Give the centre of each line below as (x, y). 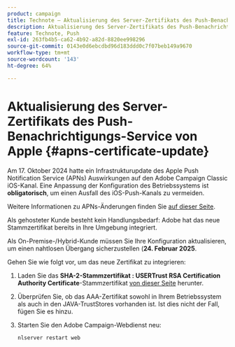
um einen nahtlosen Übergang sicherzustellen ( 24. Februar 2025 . (102, 248)
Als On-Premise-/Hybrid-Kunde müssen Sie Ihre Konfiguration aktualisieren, (117, 241)
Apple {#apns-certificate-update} (108, 151)
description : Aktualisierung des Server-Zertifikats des (92, 27)
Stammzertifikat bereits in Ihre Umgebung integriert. (82, 227)
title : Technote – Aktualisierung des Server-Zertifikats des (100, 20)
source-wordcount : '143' (43, 59)
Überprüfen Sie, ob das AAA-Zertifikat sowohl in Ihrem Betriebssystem (119, 296)
